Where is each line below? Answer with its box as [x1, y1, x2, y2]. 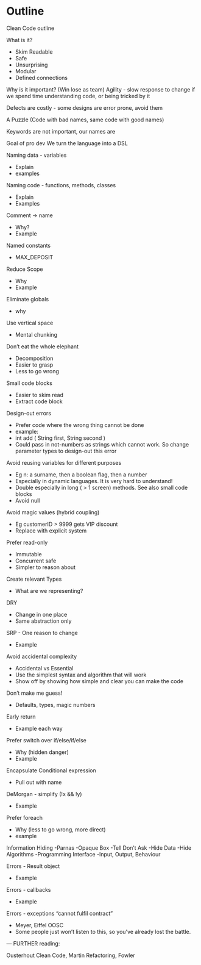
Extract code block [15, 398, 63, 405]
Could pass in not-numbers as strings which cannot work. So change [15, 440, 189, 448]
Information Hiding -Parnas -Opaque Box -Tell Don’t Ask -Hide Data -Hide [6, 844, 192, 852]
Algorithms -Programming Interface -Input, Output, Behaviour [6, 850, 161, 858]
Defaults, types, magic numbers [15, 701, 96, 708]
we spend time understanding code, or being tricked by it [6, 92, 150, 99]
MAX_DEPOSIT [15, 253, 54, 260]
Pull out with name [15, 778, 62, 786]
